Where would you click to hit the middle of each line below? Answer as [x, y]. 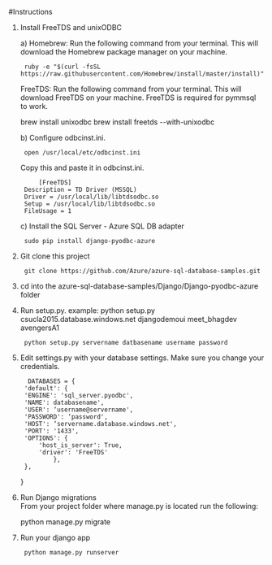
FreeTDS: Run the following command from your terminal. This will [131, 89]
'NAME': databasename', [64, 402]
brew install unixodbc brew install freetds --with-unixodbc [117, 122]
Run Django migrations [58, 498]
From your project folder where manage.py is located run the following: [139, 506]
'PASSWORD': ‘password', [66, 417]
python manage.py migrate [65, 522]
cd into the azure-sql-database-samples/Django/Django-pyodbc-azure [139, 286]
